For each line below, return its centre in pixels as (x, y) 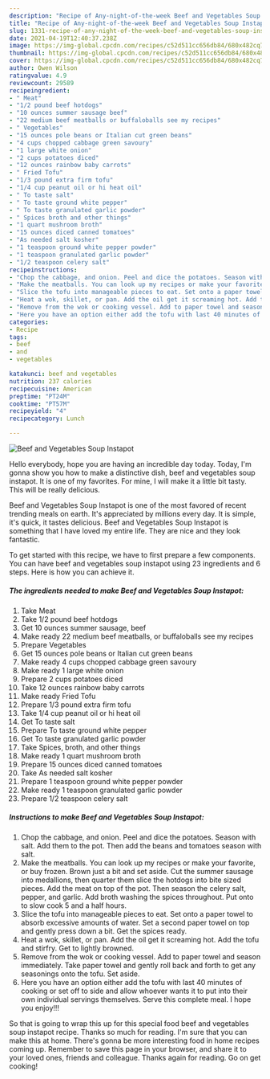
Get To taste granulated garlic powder (83, 738)
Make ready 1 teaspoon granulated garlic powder (101, 790)
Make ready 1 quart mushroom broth (81, 755)
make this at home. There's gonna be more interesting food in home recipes (134, 1040)
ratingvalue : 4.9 (38, 76)
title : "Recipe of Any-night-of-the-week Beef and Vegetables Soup (124, 23)
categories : (29, 322)
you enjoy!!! (40, 1007)
